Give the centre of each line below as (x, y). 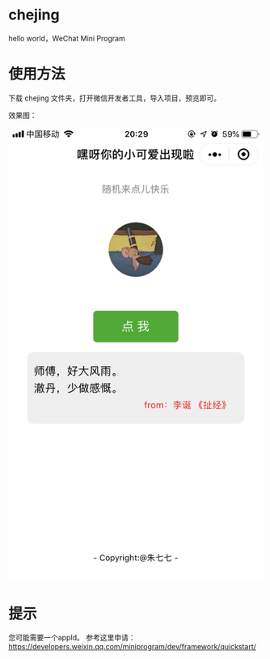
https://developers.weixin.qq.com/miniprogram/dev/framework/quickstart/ (133, 647)
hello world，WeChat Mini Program (67, 38)
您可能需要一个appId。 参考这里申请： (72, 638)
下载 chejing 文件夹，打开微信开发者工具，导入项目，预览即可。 (114, 98)
